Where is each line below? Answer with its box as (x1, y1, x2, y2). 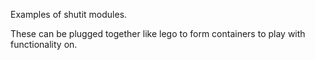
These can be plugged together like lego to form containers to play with (10, 28, 306, 39)
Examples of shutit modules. (10, 9, 128, 20)
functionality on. (10, 39, 78, 50)
